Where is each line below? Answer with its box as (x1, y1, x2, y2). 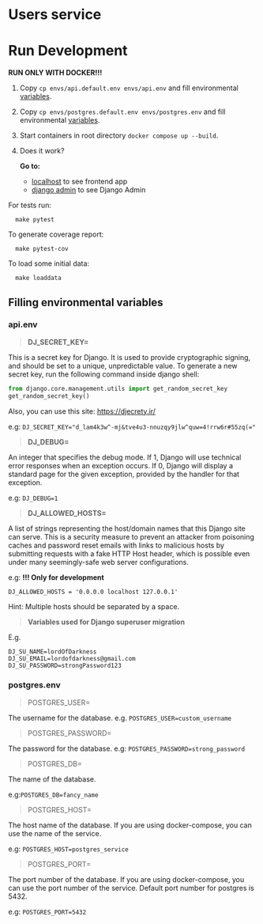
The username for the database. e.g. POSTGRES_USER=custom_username (8, 713, 231, 722)
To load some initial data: (8, 259, 89, 268)
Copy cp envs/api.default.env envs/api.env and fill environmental (19, 83, 239, 93)
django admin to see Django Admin (31, 185, 146, 195)
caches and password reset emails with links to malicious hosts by (8, 540, 225, 550)
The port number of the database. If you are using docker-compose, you (8, 874, 245, 884)
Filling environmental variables (8, 295, 163, 309)
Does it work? (19, 146, 65, 156)
